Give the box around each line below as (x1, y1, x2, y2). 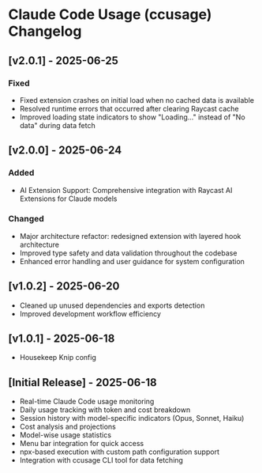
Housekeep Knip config (19, 353, 97, 362)
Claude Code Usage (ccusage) (8, 6, 212, 24)
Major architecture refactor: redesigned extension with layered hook (19, 231, 241, 240)
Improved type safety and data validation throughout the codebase (19, 248, 238, 258)
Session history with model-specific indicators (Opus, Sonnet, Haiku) (19, 414, 245, 423)
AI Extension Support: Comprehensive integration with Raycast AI (19, 185, 233, 195)
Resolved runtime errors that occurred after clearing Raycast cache (19, 104, 239, 113)
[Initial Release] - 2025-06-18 (8, 376, 157, 389)
